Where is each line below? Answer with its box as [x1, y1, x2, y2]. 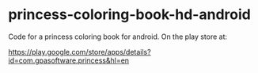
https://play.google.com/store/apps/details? [8, 47, 152, 56]
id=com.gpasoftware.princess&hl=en [8, 56, 129, 65]
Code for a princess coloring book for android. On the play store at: [8, 32, 228, 41]
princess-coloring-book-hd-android [8, 6, 251, 24]
